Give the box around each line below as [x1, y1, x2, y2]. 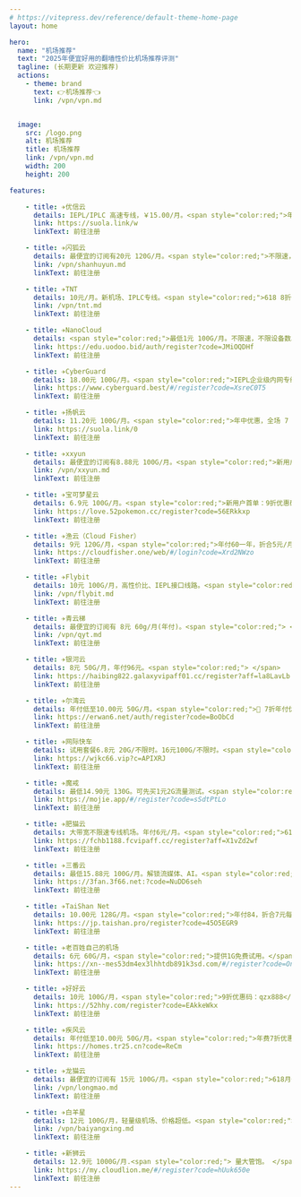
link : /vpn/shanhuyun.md [32, 260, 126, 269]
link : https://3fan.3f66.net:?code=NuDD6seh [32, 877, 202, 887]
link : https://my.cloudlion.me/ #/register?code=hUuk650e [32, 1166, 251, 1175]
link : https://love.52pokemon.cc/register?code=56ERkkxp [32, 507, 251, 516]
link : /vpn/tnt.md [32, 301, 102, 310]
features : [9, 185, 47, 195]
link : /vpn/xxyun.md [32, 466, 110, 475]
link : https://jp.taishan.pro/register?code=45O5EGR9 [32, 918, 239, 927]
